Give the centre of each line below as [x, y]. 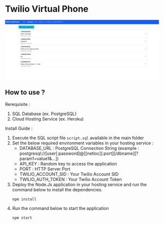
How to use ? [25, 92]
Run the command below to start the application [60, 208]
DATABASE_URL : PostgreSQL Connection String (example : [79, 148]
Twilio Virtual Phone [47, 9]
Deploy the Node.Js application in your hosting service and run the [80, 184]
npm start [22, 218]
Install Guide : [19, 128]
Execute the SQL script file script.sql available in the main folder [78, 138]
